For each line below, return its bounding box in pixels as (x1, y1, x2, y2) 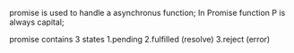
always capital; (9, 17, 65, 27)
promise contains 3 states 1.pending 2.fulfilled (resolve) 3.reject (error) (9, 34, 271, 44)
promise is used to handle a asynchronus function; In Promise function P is (9, 8, 286, 18)
